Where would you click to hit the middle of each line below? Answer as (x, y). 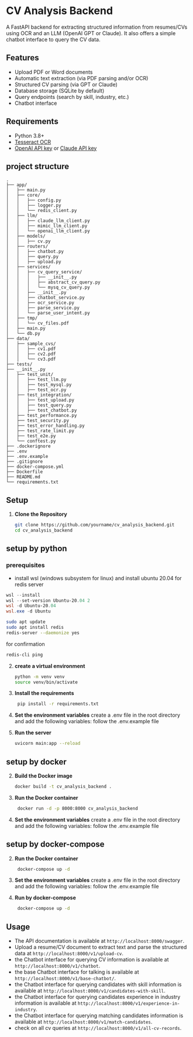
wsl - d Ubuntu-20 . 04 (31, 606)
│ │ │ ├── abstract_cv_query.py (53, 282)
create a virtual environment (50, 666)
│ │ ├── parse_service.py (43, 308)
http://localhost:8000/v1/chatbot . (57, 966)
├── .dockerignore (28, 446)
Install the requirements (44, 693)
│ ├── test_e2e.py (31, 436)
